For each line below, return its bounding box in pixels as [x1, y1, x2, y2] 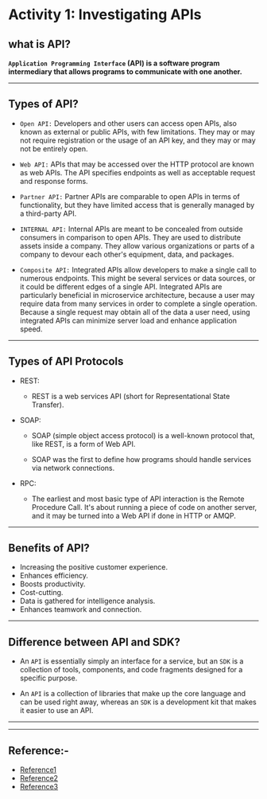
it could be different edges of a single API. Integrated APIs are [19, 281, 222, 292]
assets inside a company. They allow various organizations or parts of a [19, 241, 255, 250]
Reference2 [19, 774, 58, 783]
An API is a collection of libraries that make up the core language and [19, 689, 246, 699]
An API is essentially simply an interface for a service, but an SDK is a [19, 656, 244, 666]
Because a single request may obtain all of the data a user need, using [19, 307, 250, 316]
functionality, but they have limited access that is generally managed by [19, 200, 255, 210]
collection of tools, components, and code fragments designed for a [19, 665, 243, 675]
